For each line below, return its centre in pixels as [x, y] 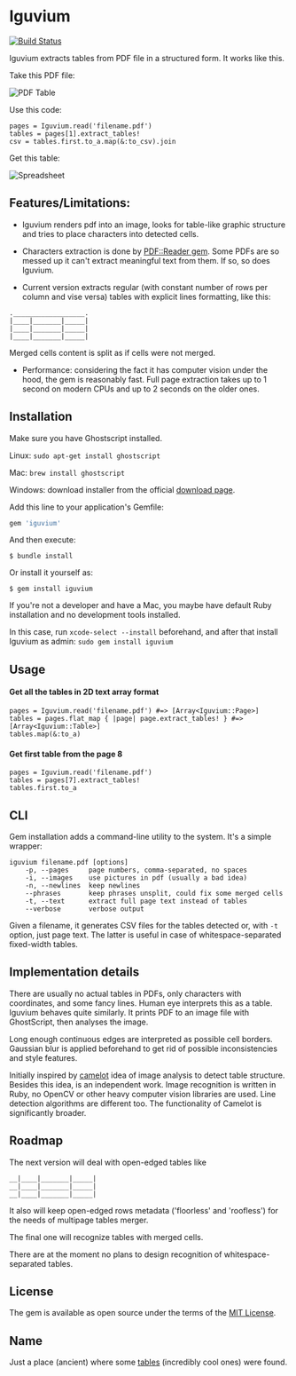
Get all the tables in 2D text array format [84, 692]
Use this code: [35, 109]
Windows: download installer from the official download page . [122, 489]
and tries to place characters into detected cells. [110, 233]
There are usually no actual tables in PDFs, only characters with [125, 993]
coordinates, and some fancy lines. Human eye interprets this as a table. [141, 1003]
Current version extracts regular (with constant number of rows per [145, 287]
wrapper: [26, 846]
